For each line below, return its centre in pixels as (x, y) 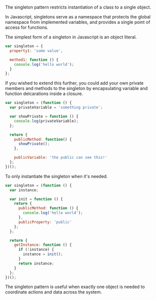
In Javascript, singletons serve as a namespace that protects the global (78, 17)
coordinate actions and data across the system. (54, 292)
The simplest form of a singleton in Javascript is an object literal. (71, 37)
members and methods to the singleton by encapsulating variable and (77, 89)
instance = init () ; (43, 254)
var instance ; (24, 190)
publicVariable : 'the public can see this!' (61, 158)
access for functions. (27, 27)
